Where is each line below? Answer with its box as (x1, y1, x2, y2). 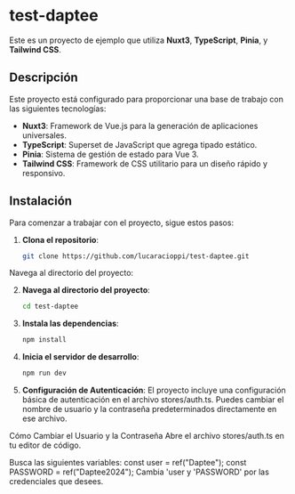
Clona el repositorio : (21, 234, 100, 245)
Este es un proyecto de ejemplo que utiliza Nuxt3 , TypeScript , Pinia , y (9, 35, 268, 45)
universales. (21, 130, 67, 141)
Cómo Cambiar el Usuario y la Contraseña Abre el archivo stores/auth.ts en (9, 431, 284, 441)
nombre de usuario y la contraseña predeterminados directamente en (21, 404, 277, 415)
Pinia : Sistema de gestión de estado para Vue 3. (21, 149, 199, 159)
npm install (21, 336, 67, 344)
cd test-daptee (21, 302, 79, 312)
